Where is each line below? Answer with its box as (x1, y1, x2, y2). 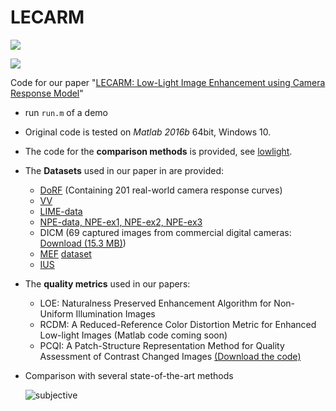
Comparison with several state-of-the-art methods (24, 369, 234, 381)
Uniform (39, 307, 74, 320)
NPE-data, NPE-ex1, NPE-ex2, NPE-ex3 (39, 216, 203, 228)
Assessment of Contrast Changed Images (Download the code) (39, 350, 302, 362)
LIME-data (39, 205, 83, 217)
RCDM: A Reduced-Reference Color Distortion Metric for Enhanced (39, 318, 317, 330)
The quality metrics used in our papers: (24, 277, 191, 290)
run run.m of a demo (24, 106, 109, 118)
